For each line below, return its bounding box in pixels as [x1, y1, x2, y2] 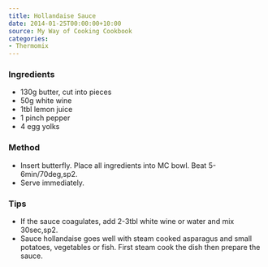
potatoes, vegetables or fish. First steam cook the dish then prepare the [19, 243, 261, 252]
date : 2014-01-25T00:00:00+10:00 [8, 19, 122, 28]
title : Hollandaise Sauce [8, 11, 96, 20]
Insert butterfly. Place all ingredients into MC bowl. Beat [19, 160, 207, 170]
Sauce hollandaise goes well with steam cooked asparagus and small [19, 234, 253, 243]
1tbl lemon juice [19, 105, 73, 114]
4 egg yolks [19, 122, 60, 131]
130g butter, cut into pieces [19, 87, 112, 97]
